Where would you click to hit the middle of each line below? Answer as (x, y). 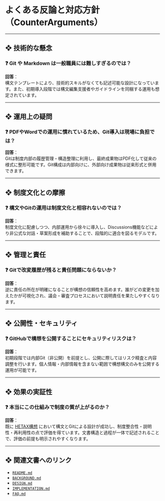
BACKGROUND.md (27, 478)
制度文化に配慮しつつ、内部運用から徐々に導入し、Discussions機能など (77, 227)
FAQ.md (19, 494)
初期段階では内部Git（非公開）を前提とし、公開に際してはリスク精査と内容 (81, 358)
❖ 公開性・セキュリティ (41, 324)
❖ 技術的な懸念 (29, 48)
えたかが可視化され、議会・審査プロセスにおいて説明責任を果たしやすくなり (82, 295)
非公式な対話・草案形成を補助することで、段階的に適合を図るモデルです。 (84, 233)
